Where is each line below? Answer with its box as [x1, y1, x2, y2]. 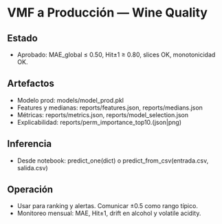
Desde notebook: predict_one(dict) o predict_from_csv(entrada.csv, [16, 156, 209, 165]
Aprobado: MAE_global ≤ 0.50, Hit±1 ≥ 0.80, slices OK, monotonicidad [16, 50, 216, 59]
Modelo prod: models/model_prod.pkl [16, 96, 124, 104]
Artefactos [7, 78, 55, 90]
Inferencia [7, 138, 52, 150]
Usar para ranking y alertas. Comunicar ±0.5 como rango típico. [16, 202, 198, 210]
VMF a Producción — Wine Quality [7, 5, 208, 21]
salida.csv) [16, 163, 48, 172]
